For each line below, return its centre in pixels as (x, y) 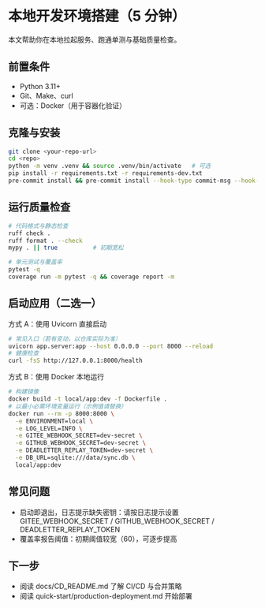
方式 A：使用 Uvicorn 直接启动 (58, 323)
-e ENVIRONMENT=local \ (54, 421)
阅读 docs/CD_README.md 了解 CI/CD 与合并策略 (101, 586)
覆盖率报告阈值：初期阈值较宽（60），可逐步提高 (98, 539)
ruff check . (30, 233)
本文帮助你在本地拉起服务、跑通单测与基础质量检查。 (95, 39)
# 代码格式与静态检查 (38, 226)
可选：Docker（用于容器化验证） (73, 105)
